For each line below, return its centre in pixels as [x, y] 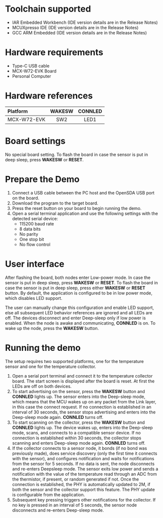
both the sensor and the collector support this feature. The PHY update [83, 489]
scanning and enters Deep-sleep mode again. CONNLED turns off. [79, 443]
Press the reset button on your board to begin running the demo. [77, 208]
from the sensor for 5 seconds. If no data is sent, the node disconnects [83, 464]
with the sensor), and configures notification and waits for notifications [83, 458]
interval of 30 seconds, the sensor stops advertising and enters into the [84, 412]
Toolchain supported [48, 9]
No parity [29, 234]
